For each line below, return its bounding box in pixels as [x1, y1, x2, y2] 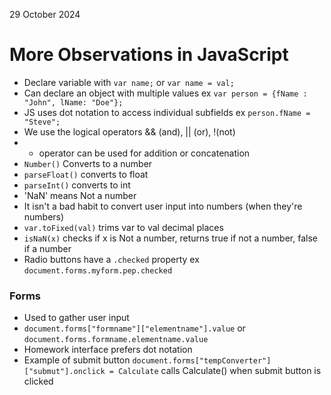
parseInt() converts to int [23, 179, 131, 191]
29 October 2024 [9, 9, 81, 20]
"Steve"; [23, 117, 61, 127]
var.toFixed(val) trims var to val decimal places [23, 221, 224, 233]
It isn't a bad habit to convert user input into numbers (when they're [23, 200, 303, 212]
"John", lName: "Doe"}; [23, 97, 124, 108]
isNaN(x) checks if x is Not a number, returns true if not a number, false [23, 232, 318, 244]
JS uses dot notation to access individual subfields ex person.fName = [23, 106, 311, 118]
